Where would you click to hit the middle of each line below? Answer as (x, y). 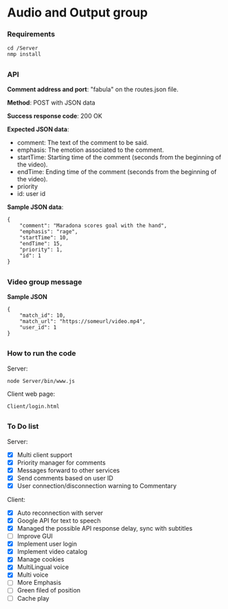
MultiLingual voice (43, 567)
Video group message (45, 282)
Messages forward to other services (68, 470)
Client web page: (31, 394)
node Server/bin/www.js (41, 381)
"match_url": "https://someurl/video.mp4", (83, 322)
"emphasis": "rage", (49, 232)
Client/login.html (33, 406)
